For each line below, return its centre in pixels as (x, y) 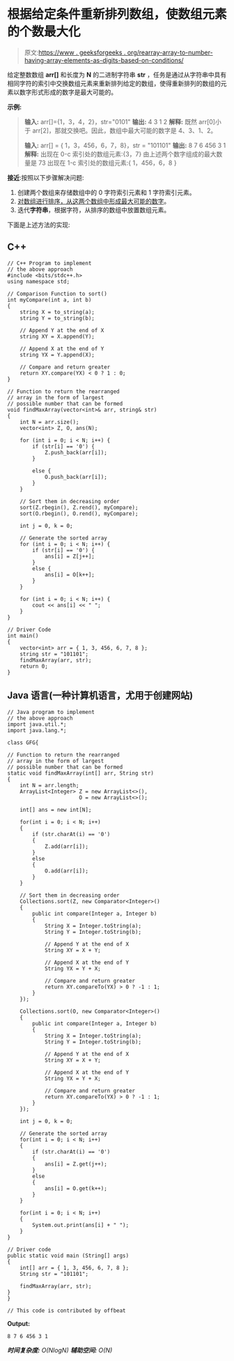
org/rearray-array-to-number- (170, 52)
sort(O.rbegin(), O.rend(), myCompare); (79, 514)
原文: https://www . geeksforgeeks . (75, 52)
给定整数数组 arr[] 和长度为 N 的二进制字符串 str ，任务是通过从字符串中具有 (117, 75)
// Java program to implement (51, 712)
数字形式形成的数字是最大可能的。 (68, 92)
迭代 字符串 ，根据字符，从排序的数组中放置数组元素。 (94, 209)
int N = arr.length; (49, 785)
